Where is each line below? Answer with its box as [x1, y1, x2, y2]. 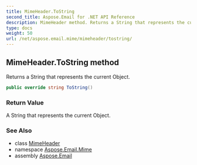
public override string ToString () [6, 85, 93, 90]
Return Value [6, 98, 44, 106]
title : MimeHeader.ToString [6, 8, 75, 15]
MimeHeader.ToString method [6, 58, 119, 68]
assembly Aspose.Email [14, 152, 72, 159]
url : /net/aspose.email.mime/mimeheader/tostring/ [6, 36, 133, 42]
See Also [6, 126, 32, 134]
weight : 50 [6, 31, 33, 36]
